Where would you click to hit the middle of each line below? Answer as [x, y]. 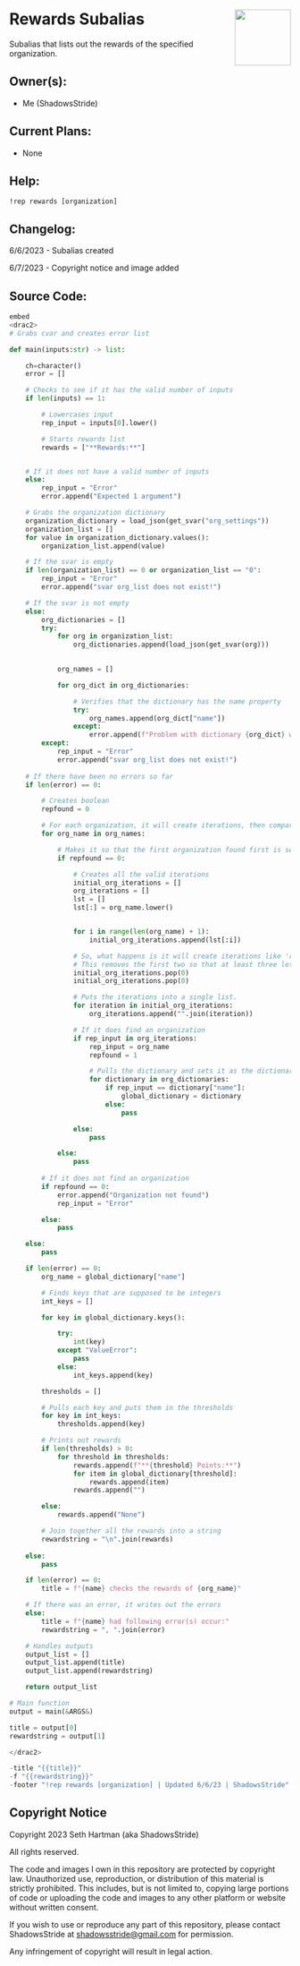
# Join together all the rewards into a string [131, 1531]
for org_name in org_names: [93, 833]
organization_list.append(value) [104, 546]
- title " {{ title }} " [46, 1768]
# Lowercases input [78, 415]
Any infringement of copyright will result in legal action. [111, 1951]
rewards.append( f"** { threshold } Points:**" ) [157, 1465]
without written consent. [54, 1907]
